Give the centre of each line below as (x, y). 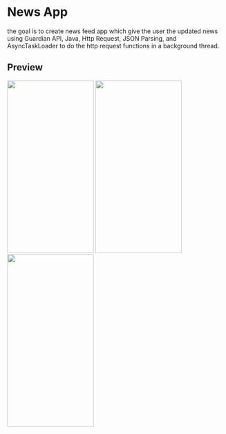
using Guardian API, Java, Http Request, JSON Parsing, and (92, 38)
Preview (25, 67)
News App (37, 12)
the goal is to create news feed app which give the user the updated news (113, 31)
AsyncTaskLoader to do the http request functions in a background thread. (113, 46)
